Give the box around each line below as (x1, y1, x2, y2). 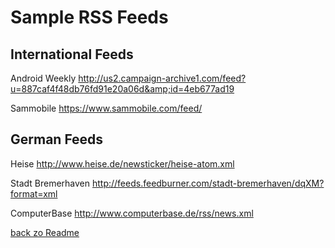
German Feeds (10, 131, 104, 148)
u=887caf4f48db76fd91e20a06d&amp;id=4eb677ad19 (10, 83, 235, 95)
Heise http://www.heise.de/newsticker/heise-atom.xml (10, 157, 235, 170)
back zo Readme (10, 226, 80, 238)
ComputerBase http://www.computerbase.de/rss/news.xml (10, 207, 254, 219)
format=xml (10, 187, 58, 200)
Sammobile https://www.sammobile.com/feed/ (10, 102, 203, 114)
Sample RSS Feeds (10, 6, 169, 29)
